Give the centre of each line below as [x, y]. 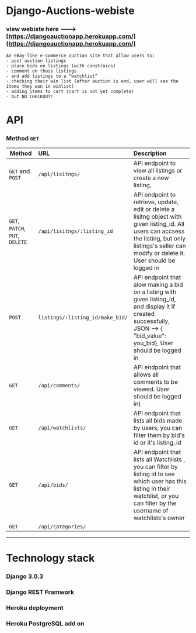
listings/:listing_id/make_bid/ [83, 317]
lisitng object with [157, 216]
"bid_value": [150, 336]
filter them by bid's [159, 435]
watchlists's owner [159, 518]
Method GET [23, 138]
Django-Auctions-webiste [71, 11]
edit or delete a [154, 209]
